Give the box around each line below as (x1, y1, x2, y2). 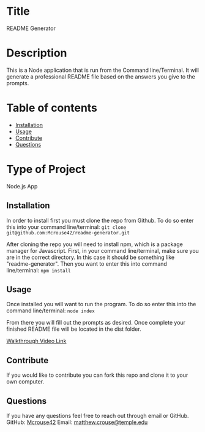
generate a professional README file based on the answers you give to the (6, 72, 196, 80)
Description (6, 46, 67, 60)
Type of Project (6, 163, 86, 176)
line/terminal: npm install (6, 266, 72, 274)
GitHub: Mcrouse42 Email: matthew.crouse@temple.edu (6, 418, 148, 426)
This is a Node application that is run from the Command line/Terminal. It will (6, 66, 199, 74)
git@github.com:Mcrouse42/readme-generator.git (6, 229, 130, 236)
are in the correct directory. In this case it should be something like (6, 253, 175, 261)
